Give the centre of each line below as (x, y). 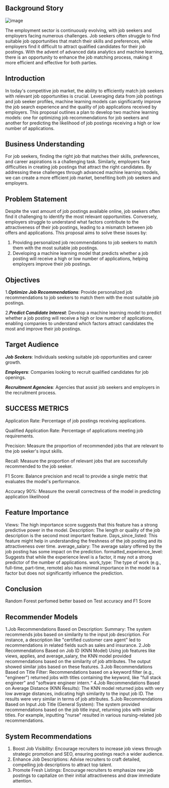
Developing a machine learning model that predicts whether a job (80, 253)
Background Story (35, 8)
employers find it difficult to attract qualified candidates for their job (75, 46)
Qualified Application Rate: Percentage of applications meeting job (74, 430)
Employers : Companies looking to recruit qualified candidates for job (77, 372)
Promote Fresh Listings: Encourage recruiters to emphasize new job (83, 770)
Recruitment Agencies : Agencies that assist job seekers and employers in (82, 387)
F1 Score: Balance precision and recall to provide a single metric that (76, 476)
